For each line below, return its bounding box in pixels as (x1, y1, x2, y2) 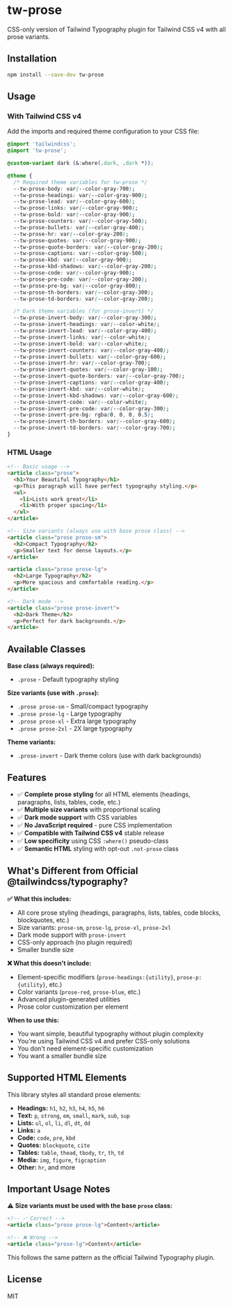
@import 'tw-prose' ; (7, 147, 67, 155)
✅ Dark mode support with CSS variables (17, 813, 138, 821)
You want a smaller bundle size (17, 1051, 107, 1060)
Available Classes (7, 643, 86, 655)
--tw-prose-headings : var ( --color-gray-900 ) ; (13, 192, 148, 199)
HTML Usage (7, 447, 52, 457)
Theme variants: (7, 738, 56, 747)
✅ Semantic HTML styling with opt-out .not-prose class (17, 844, 179, 853)
